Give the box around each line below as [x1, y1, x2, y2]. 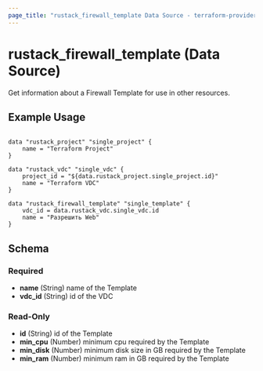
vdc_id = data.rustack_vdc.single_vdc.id [22, 207, 159, 215]
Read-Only [8, 311, 51, 322]
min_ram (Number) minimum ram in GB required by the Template [19, 354, 229, 363]
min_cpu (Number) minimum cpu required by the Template [19, 337, 210, 347]
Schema [8, 242, 49, 255]
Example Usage [8, 111, 86, 124]
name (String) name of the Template [19, 283, 137, 293]
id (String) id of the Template [19, 329, 113, 338]
